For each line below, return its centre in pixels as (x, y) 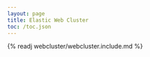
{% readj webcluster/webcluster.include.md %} (75, 47)
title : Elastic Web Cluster (48, 20)
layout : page (26, 14)
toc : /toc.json (29, 26)
